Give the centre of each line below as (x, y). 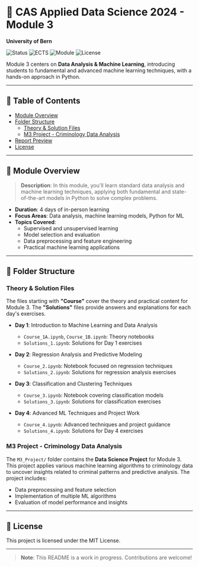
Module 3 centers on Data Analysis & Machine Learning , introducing (91, 64)
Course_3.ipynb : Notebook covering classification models (94, 395)
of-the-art (33, 198)
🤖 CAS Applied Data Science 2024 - (95, 12)
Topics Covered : (35, 222)
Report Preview (33, 140)
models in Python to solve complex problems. (102, 198)
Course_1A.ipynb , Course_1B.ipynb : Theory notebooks (89, 337)
